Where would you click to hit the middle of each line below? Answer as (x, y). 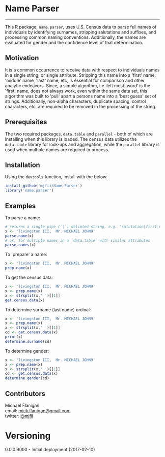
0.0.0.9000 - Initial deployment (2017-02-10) (50, 449)
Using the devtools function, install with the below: (56, 177)
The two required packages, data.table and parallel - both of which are (79, 134)
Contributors (25, 394)
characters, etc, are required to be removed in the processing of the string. (81, 106)
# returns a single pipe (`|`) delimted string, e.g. (61, 227)
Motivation (22, 58)
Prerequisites (26, 122)
